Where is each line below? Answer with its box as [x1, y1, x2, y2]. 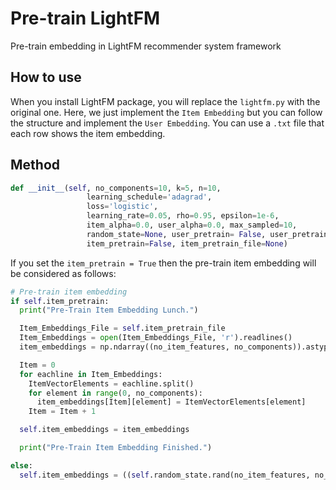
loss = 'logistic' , [86, 202, 159, 212]
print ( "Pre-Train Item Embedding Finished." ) [19, 443, 213, 453]
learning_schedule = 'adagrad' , [86, 192, 213, 202]
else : [10, 460, 33, 471]
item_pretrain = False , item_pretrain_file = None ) [86, 238, 288, 249]
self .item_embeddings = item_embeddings [19, 425, 190, 435]
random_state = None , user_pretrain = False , [86, 229, 267, 239]
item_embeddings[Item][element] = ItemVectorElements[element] [36, 397, 307, 407]
